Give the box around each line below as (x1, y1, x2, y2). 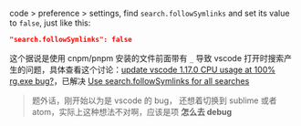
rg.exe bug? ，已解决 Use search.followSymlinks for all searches (9, 75, 250, 86)
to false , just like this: (9, 17, 91, 28)
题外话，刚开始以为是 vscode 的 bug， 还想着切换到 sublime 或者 (31, 95, 277, 106)
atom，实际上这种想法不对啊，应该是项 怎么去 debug (31, 106, 233, 117)
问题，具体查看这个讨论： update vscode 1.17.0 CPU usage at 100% (25, 64, 276, 75)
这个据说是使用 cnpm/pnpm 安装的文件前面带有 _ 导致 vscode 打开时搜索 (9, 52, 285, 63)
